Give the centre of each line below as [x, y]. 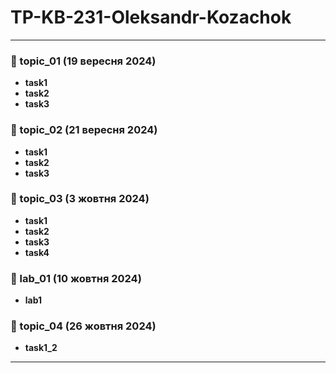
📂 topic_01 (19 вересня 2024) [83, 61]
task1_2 [41, 348]
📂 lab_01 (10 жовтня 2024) [76, 278]
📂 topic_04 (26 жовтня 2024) [83, 326]
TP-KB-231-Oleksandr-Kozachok [151, 17]
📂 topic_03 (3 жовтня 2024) [80, 199]
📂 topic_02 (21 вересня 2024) [84, 130]
